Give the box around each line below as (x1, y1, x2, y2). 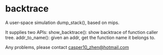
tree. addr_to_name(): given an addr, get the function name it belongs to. (5, 34, 155, 40)
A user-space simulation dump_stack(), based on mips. (5, 19, 120, 25)
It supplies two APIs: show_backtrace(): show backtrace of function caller (5, 29, 158, 35)
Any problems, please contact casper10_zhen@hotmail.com (5, 44, 129, 50)
